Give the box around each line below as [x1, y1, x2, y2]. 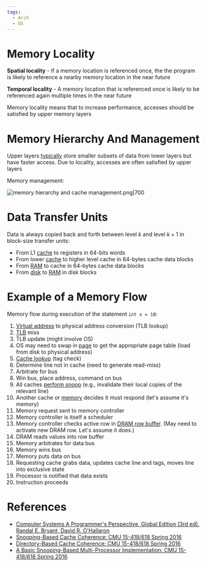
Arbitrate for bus [15, 368, 57, 375]
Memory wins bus [15, 446, 62, 454]
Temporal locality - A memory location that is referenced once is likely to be [7, 85, 200, 93]
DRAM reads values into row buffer [15, 433, 105, 440]
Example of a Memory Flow [7, 290, 147, 304]
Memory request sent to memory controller [15, 407, 125, 415]
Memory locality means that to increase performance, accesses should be [7, 104, 194, 111]
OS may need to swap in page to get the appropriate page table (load [15, 342, 191, 350]
